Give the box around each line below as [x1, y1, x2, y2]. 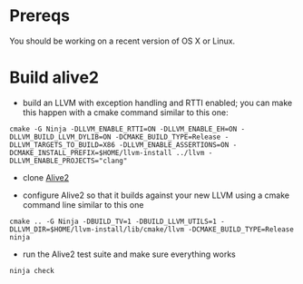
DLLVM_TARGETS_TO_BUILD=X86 [9, 140, 116, 150]
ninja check [9, 266, 54, 275]
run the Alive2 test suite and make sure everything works [22, 249, 236, 260]
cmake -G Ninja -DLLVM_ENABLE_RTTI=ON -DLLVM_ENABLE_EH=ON [9, 124, 238, 133]
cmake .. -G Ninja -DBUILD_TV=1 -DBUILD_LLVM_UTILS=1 [9, 217, 218, 226]
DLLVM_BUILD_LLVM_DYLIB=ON [9, 132, 112, 142]
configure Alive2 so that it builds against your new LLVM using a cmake [22, 190, 290, 201]
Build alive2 [9, 67, 100, 88]
